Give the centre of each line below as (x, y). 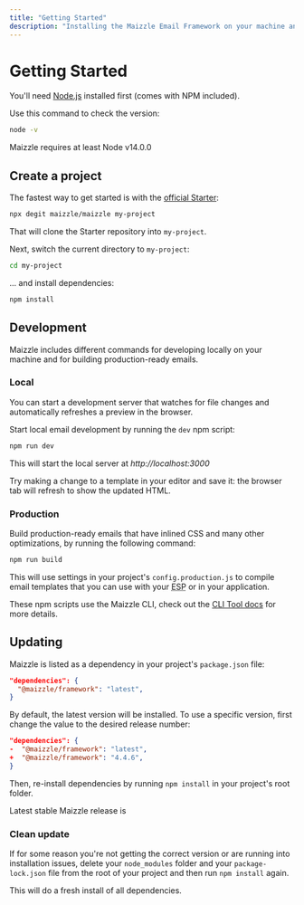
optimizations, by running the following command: (103, 543)
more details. (34, 614)
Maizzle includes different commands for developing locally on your (136, 349)
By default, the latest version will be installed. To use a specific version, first (151, 715)
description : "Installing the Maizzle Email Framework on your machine (147, 26)
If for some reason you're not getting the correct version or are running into (150, 854)
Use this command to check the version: (85, 113)
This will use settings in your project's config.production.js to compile (142, 576)
